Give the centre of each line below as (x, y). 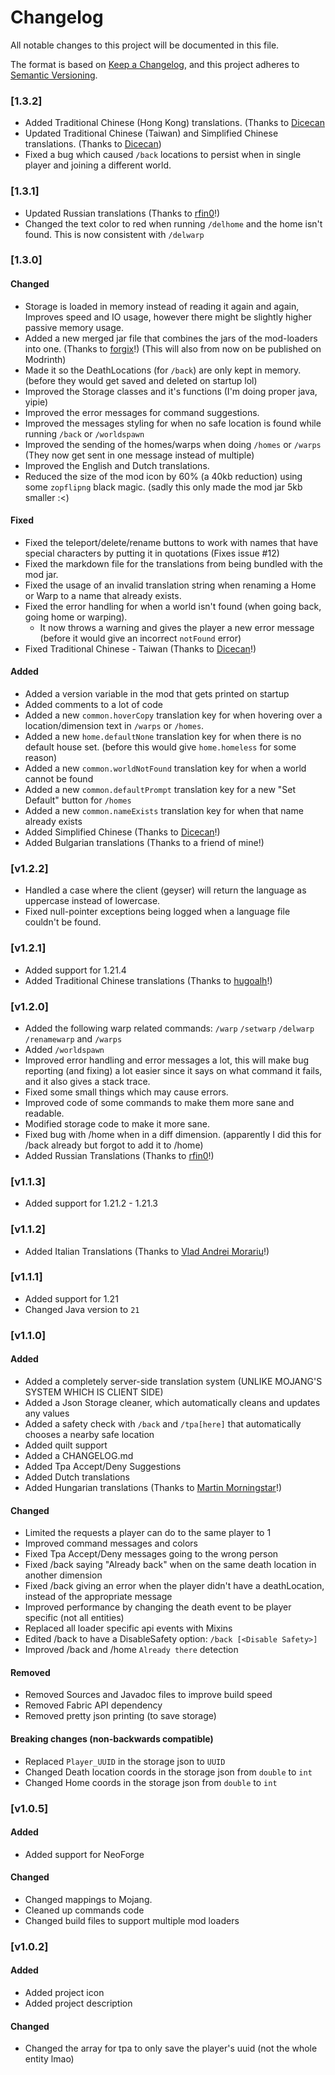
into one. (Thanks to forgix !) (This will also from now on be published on (173, 348)
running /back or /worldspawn (84, 433)
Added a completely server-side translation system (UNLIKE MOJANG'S (173, 1381)
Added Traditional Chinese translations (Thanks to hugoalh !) (148, 980)
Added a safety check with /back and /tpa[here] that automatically (163, 1423)
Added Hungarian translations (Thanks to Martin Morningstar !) (153, 1487)
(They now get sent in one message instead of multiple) (139, 455)
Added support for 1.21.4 (75, 970)
